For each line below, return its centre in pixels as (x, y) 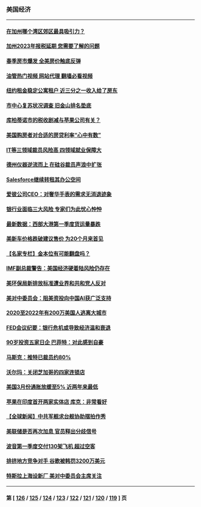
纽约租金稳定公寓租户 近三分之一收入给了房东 (62, 90)
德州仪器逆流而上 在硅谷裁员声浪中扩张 (54, 165)
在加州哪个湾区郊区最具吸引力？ (45, 31)
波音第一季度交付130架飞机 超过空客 (51, 446)
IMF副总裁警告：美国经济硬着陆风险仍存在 (58, 268)
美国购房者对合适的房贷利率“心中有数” (54, 135)
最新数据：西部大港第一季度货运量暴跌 (53, 224)
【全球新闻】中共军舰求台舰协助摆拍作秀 (56, 417)
